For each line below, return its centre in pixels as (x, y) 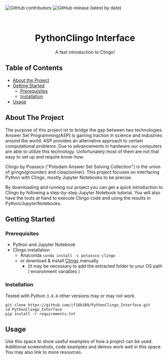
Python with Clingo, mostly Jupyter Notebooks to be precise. (69, 177)
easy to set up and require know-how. (45, 156)
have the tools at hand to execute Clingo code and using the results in (78, 198)
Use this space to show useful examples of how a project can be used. (79, 341)
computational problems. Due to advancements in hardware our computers (83, 146)
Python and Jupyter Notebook (44, 245)
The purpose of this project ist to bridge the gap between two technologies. (84, 130)
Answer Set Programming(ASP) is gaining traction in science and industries (84, 135)
